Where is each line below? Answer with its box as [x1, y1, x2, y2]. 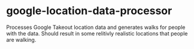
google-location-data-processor [6, 4, 172, 18]
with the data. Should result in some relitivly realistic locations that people [6, 30, 188, 37]
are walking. [6, 36, 37, 43]
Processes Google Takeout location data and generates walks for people [6, 24, 186, 31]
